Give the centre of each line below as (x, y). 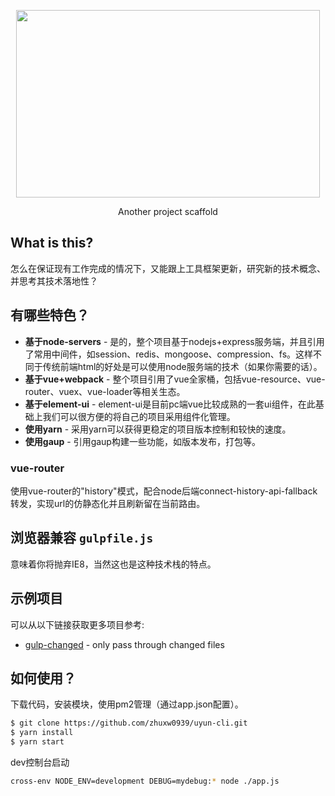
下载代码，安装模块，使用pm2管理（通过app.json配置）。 (127, 704)
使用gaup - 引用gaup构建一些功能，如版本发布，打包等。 (142, 441)
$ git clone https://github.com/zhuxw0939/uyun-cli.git (129, 723)
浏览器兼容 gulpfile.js (82, 538)
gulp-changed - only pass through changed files (124, 644)
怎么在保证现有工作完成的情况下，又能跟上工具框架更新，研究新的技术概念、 (168, 268)
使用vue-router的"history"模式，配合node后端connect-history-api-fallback (164, 491)
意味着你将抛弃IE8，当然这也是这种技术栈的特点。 (113, 564)
